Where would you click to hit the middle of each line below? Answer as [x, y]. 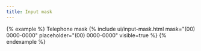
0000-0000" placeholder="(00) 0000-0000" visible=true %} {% [86, 35]
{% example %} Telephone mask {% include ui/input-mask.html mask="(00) [101, 29]
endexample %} [26, 41]
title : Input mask [29, 12]
